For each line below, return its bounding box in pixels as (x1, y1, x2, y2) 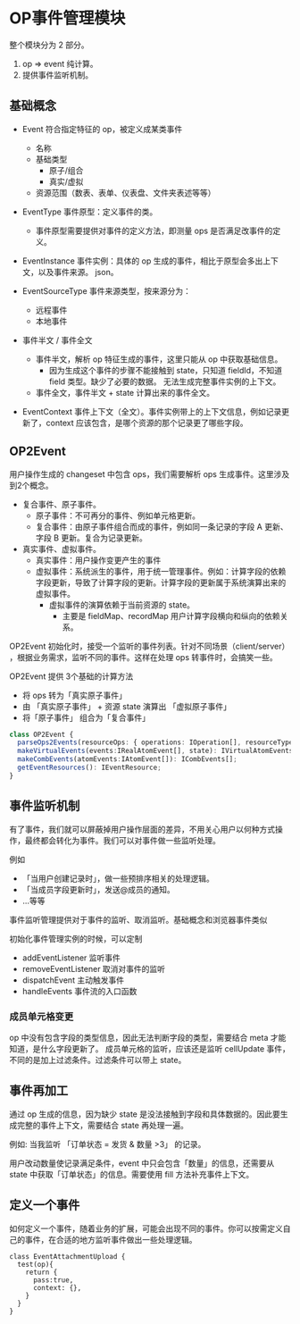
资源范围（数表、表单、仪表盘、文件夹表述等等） (35, 187, 216, 197)
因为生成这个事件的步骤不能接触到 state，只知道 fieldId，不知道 (48, 365, 283, 375)
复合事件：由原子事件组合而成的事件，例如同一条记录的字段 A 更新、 (35, 521, 288, 532)
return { (25, 1268, 58, 1277)
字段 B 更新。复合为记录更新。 (35, 532, 147, 543)
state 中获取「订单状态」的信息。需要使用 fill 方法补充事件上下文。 (9, 1169, 254, 1179)
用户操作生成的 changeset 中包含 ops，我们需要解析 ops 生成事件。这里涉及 (9, 468, 290, 479)
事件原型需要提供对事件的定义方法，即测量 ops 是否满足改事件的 (35, 225, 273, 236)
